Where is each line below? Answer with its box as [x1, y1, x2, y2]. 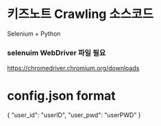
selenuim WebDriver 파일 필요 [7, 48, 106, 57]
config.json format [7, 88, 116, 104]
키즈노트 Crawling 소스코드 [7, 6, 154, 22]
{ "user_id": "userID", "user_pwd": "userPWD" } [7, 111, 142, 119]
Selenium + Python [7, 29, 61, 38]
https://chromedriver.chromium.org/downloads [7, 64, 140, 72]
